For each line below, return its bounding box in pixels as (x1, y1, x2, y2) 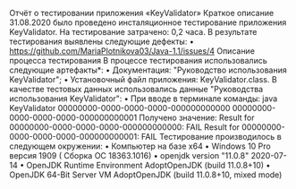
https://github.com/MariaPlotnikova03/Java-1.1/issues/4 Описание (9, 46, 255, 56)
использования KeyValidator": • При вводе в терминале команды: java (9, 93, 278, 104)
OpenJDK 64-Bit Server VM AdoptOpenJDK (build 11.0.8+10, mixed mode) (9, 169, 283, 180)
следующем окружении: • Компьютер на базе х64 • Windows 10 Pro (9, 141, 271, 151)
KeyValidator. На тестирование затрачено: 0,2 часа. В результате (9, 27, 258, 37)
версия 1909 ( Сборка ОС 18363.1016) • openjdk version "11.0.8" (9, 150, 249, 160)
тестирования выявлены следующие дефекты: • (9, 36, 195, 47)
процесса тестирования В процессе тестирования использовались (9, 56, 267, 65)
